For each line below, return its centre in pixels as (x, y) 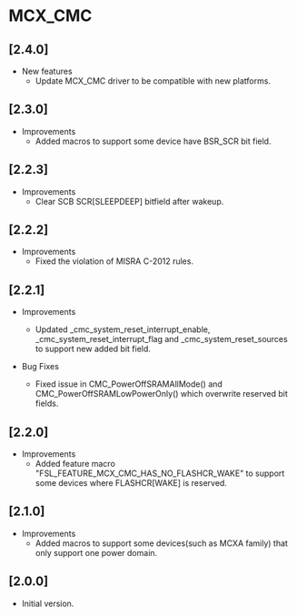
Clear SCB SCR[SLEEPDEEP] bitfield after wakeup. (129, 201)
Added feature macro (75, 464)
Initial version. (48, 603)
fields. (47, 404)
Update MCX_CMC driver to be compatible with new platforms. (153, 81)
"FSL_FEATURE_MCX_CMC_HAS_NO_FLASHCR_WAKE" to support (160, 473)
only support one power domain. (96, 552)
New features (47, 71)
